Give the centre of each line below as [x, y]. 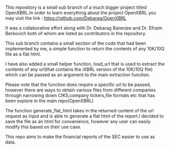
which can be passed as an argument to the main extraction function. [78, 75]
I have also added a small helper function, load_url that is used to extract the [85, 64]
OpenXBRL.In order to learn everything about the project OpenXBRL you [81, 13]
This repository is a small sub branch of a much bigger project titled [76, 7]
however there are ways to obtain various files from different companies [81, 90]
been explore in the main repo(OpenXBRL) [49, 101]
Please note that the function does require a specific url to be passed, [78, 84]
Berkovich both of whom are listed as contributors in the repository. [76, 33]
